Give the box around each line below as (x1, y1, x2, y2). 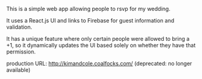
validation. (6, 24, 32, 30)
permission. (6, 48, 36, 55)
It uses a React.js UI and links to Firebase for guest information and (6, 17, 175, 24)
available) (6, 66, 31, 74)
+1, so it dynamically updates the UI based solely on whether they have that (6, 42, 196, 49)
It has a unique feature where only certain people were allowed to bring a (6, 35, 190, 42)
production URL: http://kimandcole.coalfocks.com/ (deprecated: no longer (6, 60, 192, 67)
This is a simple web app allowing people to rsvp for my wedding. (6, 5, 170, 12)
